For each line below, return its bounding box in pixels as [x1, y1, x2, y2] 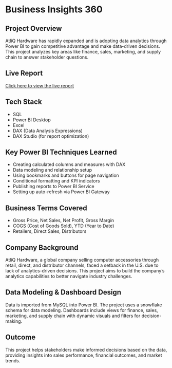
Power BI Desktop [12, 117, 51, 123]
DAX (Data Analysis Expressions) [12, 127, 83, 134]
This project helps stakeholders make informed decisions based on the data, [5, 346, 167, 353]
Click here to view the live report [5, 82, 74, 88]
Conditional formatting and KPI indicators [12, 178, 100, 184]
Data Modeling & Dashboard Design [5, 288, 122, 297]
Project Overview [5, 24, 62, 33]
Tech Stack [5, 98, 42, 106]
